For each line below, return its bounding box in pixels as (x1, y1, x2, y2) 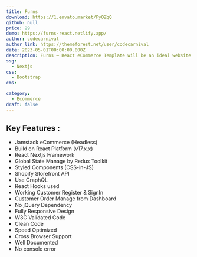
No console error (14, 245, 56, 252)
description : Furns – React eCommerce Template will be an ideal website (6, 52, 192, 58)
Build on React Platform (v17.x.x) (14, 145, 93, 152)
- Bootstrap (11, 74, 41, 80)
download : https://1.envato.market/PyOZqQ (6, 14, 112, 20)
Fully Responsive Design (14, 207, 75, 215)
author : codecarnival (6, 36, 60, 42)
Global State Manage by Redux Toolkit (14, 157, 108, 165)
